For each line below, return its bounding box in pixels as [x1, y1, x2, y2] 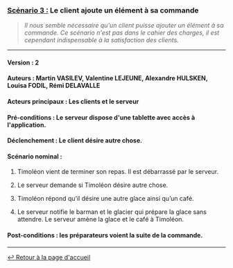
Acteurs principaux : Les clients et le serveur [7, 98, 139, 106]
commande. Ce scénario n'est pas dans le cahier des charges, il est [24, 28, 220, 37]
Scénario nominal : [7, 152, 62, 161]
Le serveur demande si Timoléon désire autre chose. [17, 181, 169, 189]
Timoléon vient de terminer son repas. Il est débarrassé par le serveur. [17, 168, 219, 176]
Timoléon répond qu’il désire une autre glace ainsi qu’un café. [17, 195, 194, 203]
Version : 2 [7, 58, 40, 66]
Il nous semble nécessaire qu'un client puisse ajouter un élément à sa [24, 21, 224, 30]
